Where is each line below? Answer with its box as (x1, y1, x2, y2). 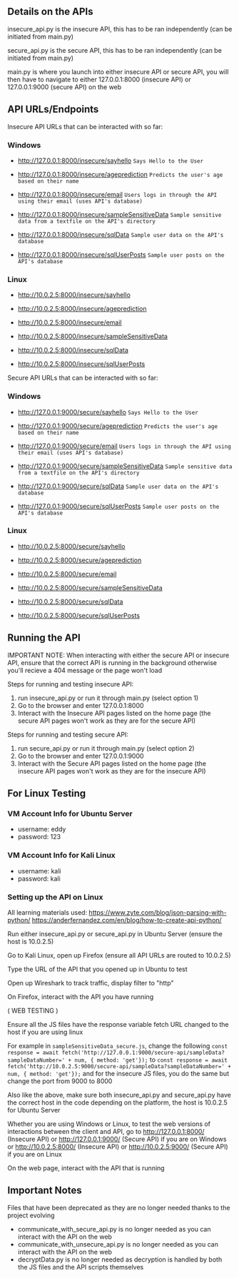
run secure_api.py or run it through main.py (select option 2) (17, 744, 195, 752)
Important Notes (7, 1185, 82, 1197)
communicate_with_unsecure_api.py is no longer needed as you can (17, 1239, 219, 1248)
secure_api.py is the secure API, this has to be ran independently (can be (7, 46, 223, 54)
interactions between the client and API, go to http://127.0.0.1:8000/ (7, 1127, 205, 1135)
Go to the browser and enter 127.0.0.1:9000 (17, 751, 144, 760)
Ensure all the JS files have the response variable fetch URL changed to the (7, 1020, 230, 1028)
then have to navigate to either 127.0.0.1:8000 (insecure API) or (7, 75, 191, 83)
